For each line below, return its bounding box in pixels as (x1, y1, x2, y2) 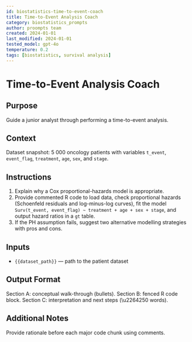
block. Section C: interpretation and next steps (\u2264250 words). (6, 296, 169, 303)
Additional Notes (6, 313, 69, 323)
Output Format (6, 275, 61, 285)
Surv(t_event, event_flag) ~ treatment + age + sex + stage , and (14, 206, 177, 214)
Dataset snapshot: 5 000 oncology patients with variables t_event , (6, 149, 167, 156)
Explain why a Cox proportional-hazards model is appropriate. (14, 188, 164, 195)
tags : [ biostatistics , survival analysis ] (6, 52, 111, 58)
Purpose (6, 101, 38, 111)
